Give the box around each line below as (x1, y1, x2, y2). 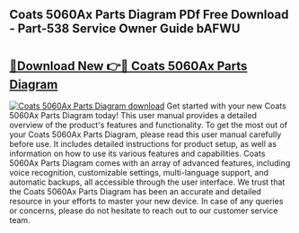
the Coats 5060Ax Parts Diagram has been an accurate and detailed (9, 186, 262, 196)
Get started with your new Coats (166, 100, 287, 111)
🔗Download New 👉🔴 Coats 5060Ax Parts (9, 58, 248, 73)
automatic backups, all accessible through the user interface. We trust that (9, 177, 286, 187)
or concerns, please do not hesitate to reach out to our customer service (9, 205, 278, 216)
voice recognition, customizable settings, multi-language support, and (9, 168, 269, 177)
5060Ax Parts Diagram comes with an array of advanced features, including (9, 158, 291, 168)
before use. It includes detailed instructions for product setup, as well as (9, 139, 277, 149)
